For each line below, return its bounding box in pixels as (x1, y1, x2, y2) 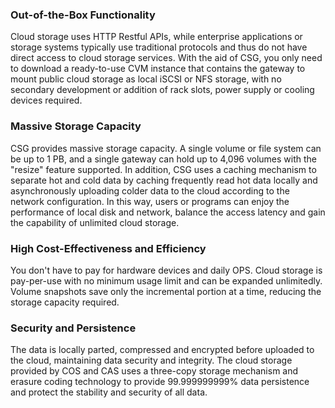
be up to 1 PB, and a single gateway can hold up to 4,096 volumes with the (10, 153, 318, 165)
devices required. (10, 94, 83, 107)
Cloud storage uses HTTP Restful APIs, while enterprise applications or (10, 31, 303, 43)
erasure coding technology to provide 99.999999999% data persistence (10, 376, 310, 388)
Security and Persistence (10, 321, 137, 335)
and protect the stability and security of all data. (10, 386, 208, 398)
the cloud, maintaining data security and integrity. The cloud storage (10, 354, 293, 367)
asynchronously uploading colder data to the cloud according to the (10, 184, 290, 197)
